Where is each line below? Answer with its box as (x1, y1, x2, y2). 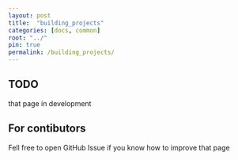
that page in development (8, 98, 92, 108)
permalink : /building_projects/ (8, 48, 115, 56)
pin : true (8, 41, 41, 49)
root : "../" (8, 33, 47, 42)
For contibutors (8, 122, 86, 135)
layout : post (8, 11, 51, 20)
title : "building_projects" (8, 19, 104, 27)
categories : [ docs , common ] (8, 26, 101, 34)
